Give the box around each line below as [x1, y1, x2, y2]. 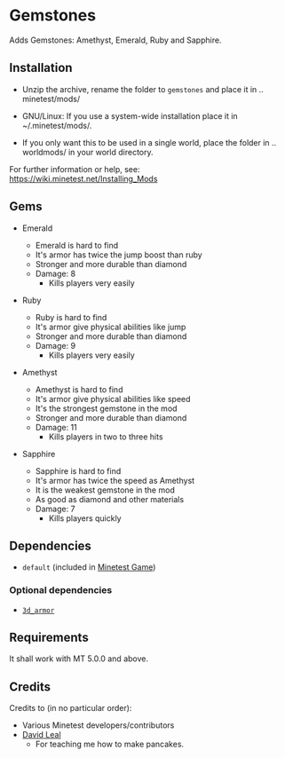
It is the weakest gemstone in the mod [35, 485, 175, 495]
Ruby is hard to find [35, 312, 107, 322]
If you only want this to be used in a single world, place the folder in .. [21, 137, 277, 147]
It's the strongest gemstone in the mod [35, 403, 178, 414]
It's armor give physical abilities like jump [35, 321, 186, 332]
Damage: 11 [35, 422, 77, 432]
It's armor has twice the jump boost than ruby [35, 249, 202, 260]
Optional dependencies [9, 584, 113, 596]
